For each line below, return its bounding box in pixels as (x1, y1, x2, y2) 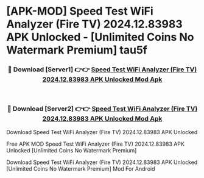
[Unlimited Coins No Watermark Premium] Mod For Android (6, 165, 155, 172)
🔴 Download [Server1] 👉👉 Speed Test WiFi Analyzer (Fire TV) (7, 65, 197, 74)
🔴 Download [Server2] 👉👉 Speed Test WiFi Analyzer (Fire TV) (7, 105, 198, 113)
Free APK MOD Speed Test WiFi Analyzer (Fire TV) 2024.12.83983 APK (6, 140, 185, 148)
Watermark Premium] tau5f (6, 43, 147, 57)
